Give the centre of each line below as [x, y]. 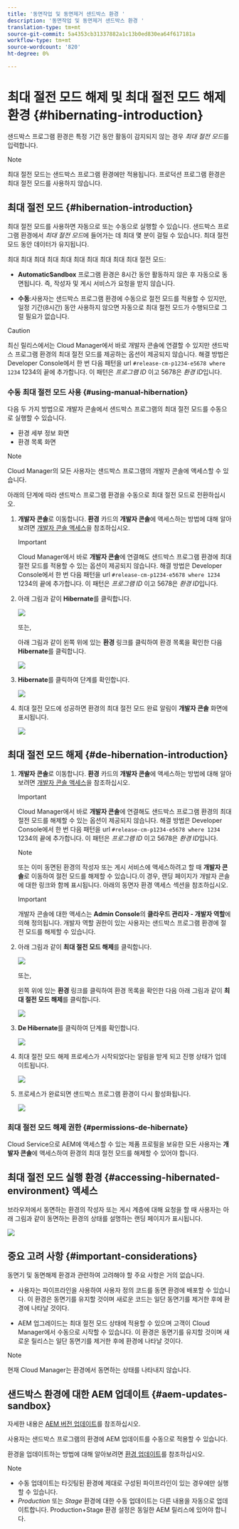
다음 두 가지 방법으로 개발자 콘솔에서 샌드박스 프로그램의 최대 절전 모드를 [108, 409]
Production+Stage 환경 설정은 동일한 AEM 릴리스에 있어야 [132, 1510]
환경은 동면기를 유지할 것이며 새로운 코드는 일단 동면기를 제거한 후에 [128, 1299]
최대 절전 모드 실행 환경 [55, 1177]
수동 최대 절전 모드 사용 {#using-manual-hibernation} [98, 392]
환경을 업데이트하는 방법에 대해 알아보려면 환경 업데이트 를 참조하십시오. [106, 1454]
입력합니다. [23, 145]
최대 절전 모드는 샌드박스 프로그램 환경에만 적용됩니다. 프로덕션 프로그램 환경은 [117, 174]
